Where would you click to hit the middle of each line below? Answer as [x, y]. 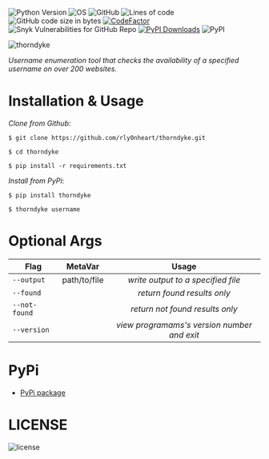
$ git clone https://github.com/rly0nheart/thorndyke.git [107, 138]
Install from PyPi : [36, 181]
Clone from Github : [40, 123]
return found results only [184, 293]
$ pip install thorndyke [50, 195]
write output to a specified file [184, 280]
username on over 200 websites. [63, 69]
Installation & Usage [76, 101]
